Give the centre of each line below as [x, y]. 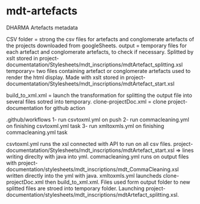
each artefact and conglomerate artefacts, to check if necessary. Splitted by [100, 51]
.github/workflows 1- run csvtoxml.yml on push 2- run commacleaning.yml [98, 119]
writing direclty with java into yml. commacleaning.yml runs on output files [98, 156]
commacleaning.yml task [37, 132]
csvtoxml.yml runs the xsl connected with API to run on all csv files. [89, 144]
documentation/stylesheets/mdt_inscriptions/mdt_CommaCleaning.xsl [93, 169]
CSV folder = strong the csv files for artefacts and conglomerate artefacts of [100, 39]
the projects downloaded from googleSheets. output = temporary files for [96, 45]
